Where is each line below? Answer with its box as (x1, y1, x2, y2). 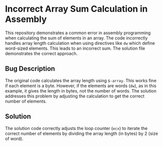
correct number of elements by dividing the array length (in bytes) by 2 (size (5, 130, 158, 136)
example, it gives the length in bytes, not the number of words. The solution (5, 88, 157, 93)
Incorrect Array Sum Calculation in (5, 3, 148, 15)
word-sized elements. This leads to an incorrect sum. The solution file (5, 45, 145, 51)
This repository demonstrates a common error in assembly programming (5, 30, 151, 36)
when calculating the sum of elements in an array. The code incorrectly (5, 35, 148, 41)
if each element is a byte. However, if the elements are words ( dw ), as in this (5, 83, 157, 89)
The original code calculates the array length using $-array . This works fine (5, 77, 157, 83)
